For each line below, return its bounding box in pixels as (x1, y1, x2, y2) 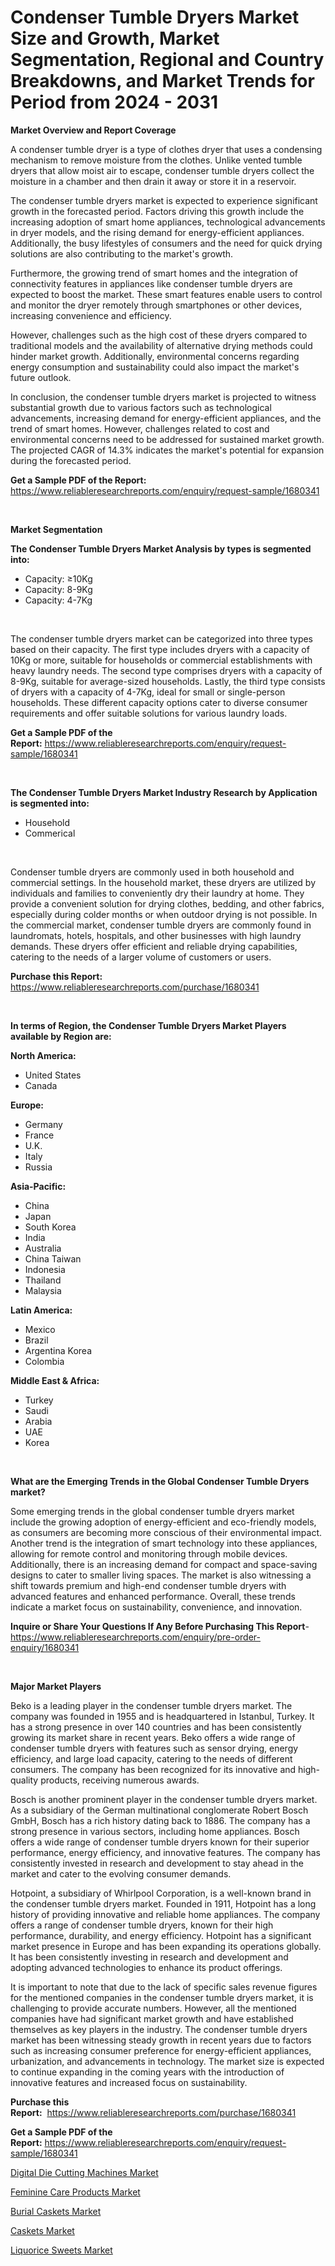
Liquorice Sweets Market (10, 2244, 113, 2256)
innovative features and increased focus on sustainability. (10, 2076, 248, 2088)
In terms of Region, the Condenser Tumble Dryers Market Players (10, 1019, 287, 1031)
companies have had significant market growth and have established (10, 2012, 294, 2025)
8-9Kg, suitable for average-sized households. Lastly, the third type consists (10, 675, 326, 687)
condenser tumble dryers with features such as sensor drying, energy (10, 1742, 299, 1754)
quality (10, 1774, 39, 1786)
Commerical (24, 827, 76, 839)
